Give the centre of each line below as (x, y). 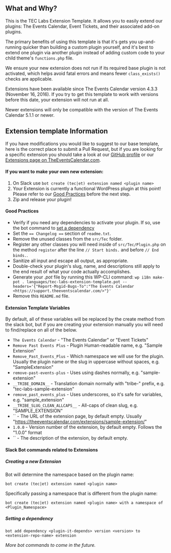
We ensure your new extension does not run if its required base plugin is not (86, 68)
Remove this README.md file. (41, 296)
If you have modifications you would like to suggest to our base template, (82, 144)
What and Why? (31, 8)
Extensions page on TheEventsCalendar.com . (53, 160)
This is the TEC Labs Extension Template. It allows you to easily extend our (84, 21)
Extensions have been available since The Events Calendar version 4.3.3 (81, 89)
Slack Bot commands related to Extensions (52, 450)
